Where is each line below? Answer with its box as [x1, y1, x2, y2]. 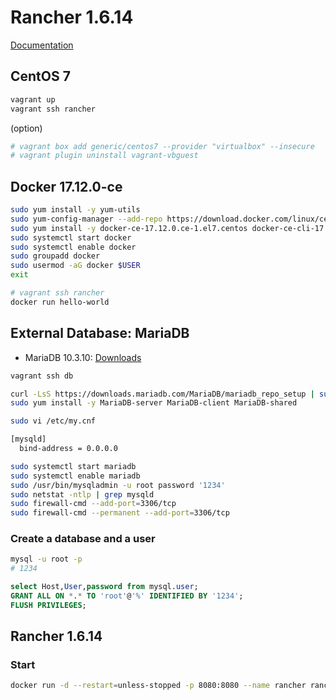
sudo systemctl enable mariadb [10, 471, 141, 481]
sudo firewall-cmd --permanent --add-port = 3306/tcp [10, 508, 230, 518]
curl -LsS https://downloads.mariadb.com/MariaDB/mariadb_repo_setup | [10, 389, 315, 399]
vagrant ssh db [10, 371, 74, 381]
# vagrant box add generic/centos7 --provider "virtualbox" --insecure [10, 141, 315, 151]
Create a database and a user [10, 532, 156, 546]
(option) [10, 122, 43, 134]
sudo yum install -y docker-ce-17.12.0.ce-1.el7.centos [10, 223, 248, 233]
